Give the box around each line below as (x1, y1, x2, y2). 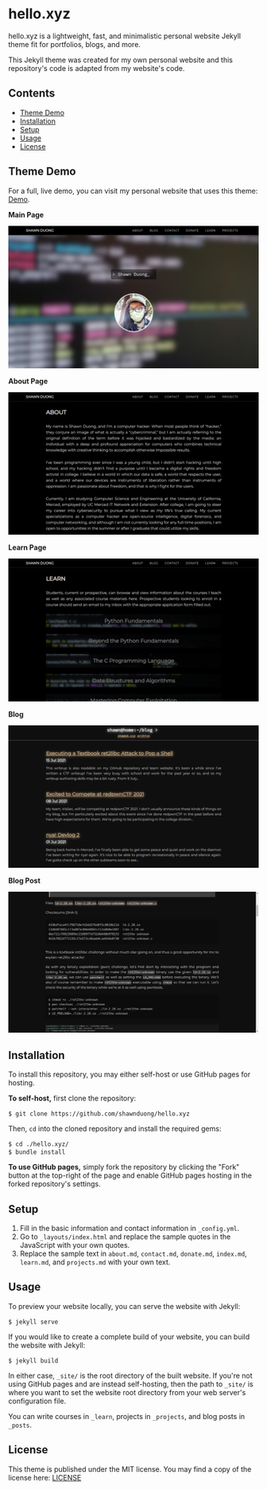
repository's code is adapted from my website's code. (8, 63, 185, 73)
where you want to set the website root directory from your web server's (8, 1387, 246, 1397)
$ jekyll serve (8, 1318, 59, 1326)
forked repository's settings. (8, 1179, 101, 1189)
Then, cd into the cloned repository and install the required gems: (8, 1124, 222, 1134)
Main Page (8, 210, 44, 219)
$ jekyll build (8, 1356, 59, 1365)
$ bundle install (8, 1148, 66, 1156)
